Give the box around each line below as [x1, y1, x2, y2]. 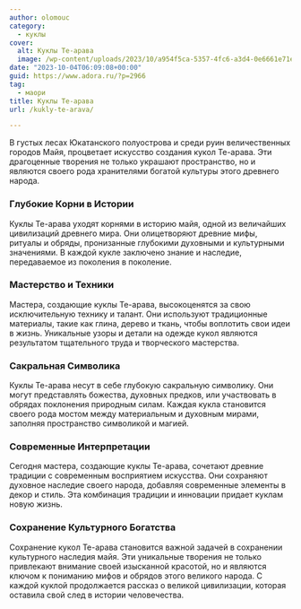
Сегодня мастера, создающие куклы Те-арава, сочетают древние [9, 461, 264, 472]
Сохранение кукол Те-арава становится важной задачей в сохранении [9, 542, 283, 552]
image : [17, 55, 42, 64]
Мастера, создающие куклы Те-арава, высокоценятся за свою [9, 299, 251, 309]
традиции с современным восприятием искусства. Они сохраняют [9, 470, 269, 481]
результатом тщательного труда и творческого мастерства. [9, 337, 240, 348]
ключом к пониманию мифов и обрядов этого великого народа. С [9, 570, 262, 581]
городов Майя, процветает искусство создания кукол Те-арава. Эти [9, 147, 272, 158]
